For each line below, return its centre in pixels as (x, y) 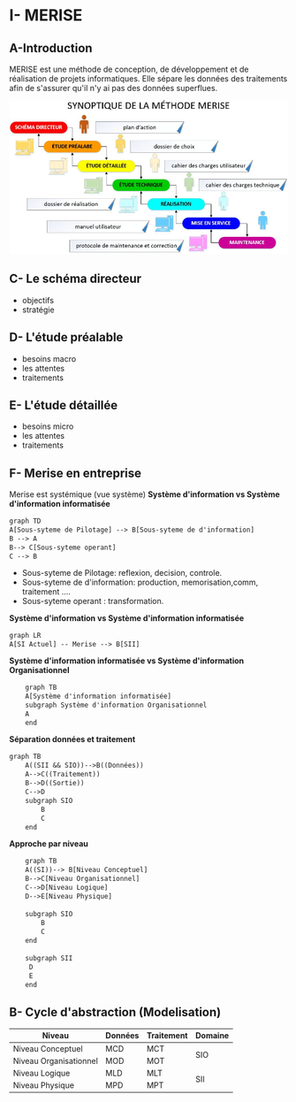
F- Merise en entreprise (75, 473)
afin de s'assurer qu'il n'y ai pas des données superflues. (114, 88)
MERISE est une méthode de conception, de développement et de (129, 69)
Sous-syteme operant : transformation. (93, 601)
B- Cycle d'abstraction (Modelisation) (115, 1012)
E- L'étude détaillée (64, 405)
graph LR (25, 636)
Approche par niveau (49, 844)
